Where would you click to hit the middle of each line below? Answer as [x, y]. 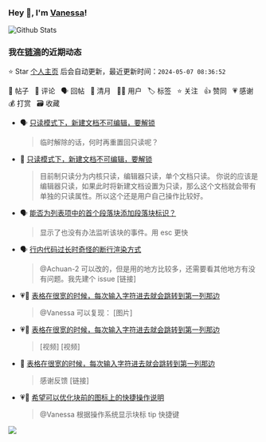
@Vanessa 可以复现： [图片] [86, 312]
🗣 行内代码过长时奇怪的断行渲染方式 [80, 249]
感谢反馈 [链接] [64, 380]
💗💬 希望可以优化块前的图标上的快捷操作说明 [92, 397]
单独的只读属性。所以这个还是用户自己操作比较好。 [123, 195]
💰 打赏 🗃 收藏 [34, 103]
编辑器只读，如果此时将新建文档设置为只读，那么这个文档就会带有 [148, 186]
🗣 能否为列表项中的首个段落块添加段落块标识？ [98, 213]
